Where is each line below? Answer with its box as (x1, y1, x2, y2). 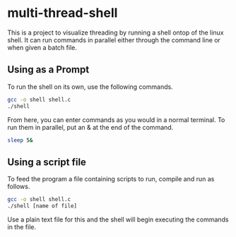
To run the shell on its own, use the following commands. (7, 83, 173, 91)
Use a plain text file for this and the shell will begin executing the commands (7, 215, 229, 224)
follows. (7, 182, 30, 191)
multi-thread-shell (7, 5, 118, 21)
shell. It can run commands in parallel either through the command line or (7, 35, 221, 44)
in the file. (7, 222, 37, 231)
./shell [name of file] (7, 202, 78, 209)
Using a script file (7, 156, 87, 168)
